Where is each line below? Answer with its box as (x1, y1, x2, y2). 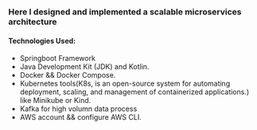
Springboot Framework (19, 54, 95, 63)
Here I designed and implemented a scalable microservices (8, 6, 242, 17)
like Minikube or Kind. (19, 96, 92, 105)
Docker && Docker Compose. (19, 71, 116, 80)
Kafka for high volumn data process (19, 104, 138, 113)
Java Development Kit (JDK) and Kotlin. (19, 62, 150, 71)
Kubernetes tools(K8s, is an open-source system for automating (19, 78, 231, 89)
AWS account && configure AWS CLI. (19, 113, 142, 122)
